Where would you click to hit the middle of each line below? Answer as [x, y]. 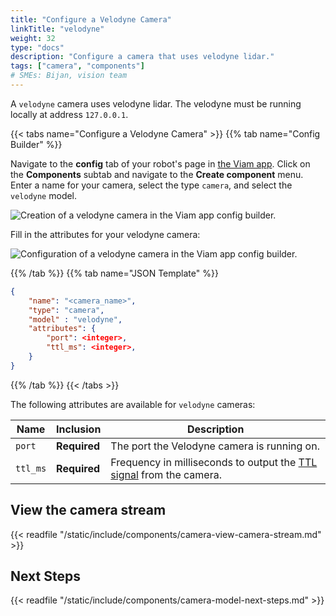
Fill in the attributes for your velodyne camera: [105, 234]
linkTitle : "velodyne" [57, 29]
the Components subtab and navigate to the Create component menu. [157, 174]
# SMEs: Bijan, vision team [69, 76]
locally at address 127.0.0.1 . [69, 114]
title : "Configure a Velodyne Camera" [91, 19]
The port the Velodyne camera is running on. [215, 446]
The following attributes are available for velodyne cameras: [133, 404]
